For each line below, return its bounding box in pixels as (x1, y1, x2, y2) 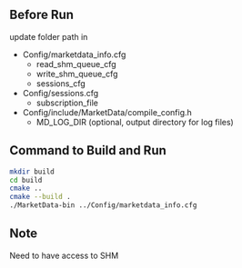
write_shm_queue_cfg (35, 68, 118, 79)
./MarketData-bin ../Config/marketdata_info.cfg (9, 201, 197, 210)
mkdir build (9, 167, 55, 176)
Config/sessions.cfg (22, 87, 99, 98)
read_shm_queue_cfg (35, 58, 116, 69)
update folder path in (9, 31, 88, 42)
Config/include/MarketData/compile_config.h (22, 106, 193, 117)
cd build (9, 175, 43, 184)
